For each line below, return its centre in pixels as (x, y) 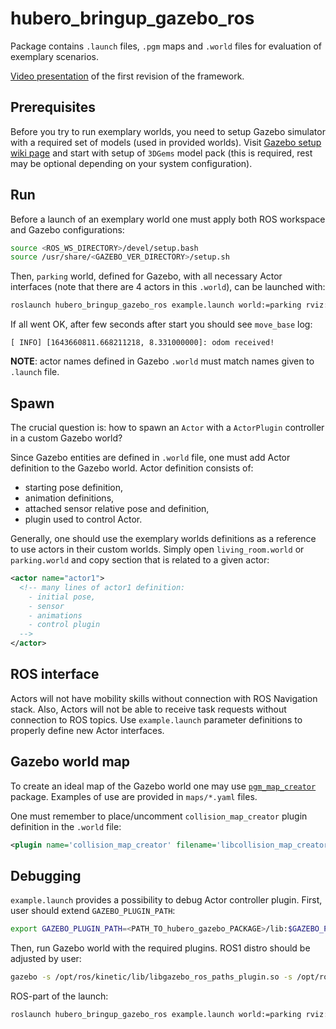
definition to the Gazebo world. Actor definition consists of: (132, 468)
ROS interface (55, 674)
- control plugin (64, 625)
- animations (55, 615)
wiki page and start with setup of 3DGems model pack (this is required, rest (161, 153)
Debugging (46, 875)
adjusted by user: (46, 959)
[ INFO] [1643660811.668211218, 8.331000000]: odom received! (142, 343)
